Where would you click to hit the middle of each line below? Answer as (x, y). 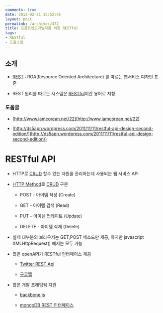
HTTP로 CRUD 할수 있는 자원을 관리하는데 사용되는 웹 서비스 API (76, 173)
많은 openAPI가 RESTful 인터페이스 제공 (52, 254)
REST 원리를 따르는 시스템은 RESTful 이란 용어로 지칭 (64, 93)
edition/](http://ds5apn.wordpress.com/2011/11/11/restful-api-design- (83, 134)
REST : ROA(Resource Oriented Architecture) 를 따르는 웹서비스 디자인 (82, 77)
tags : (11, 33)
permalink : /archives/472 (32, 24)
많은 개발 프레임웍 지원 (34, 285)
